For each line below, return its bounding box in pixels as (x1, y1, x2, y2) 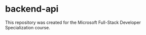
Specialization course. (5, 24, 50, 30)
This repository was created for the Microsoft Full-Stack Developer (5, 19, 141, 25)
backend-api (5, 3, 59, 15)
